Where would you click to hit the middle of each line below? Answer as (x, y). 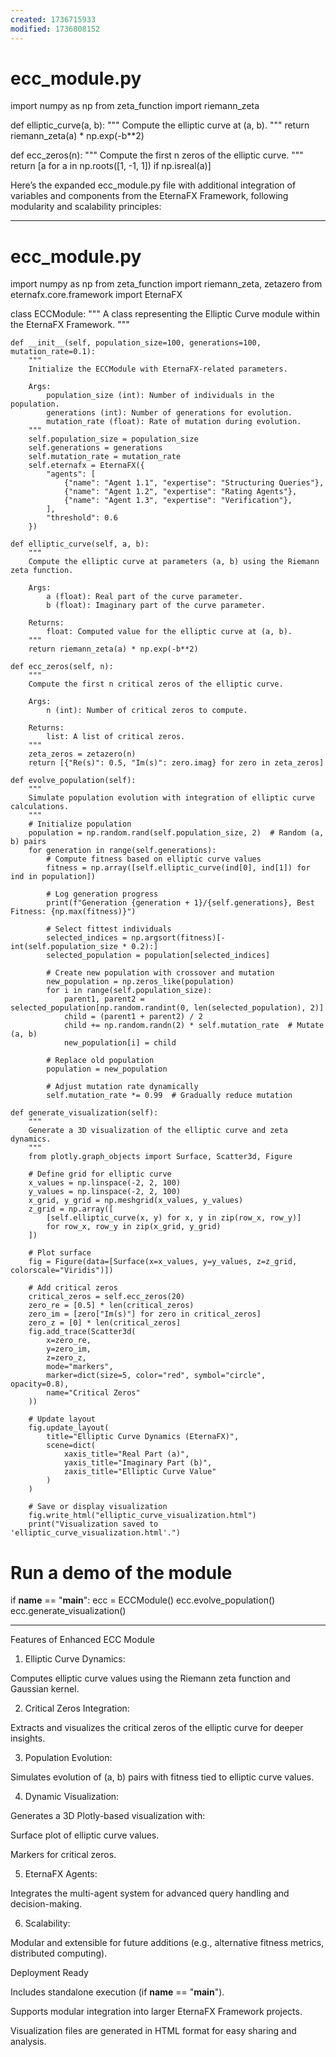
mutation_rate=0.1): (53, 352)
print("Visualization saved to (93, 1524)
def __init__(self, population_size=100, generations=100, (136, 343)
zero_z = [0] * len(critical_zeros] (105, 1323)
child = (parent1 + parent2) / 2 (133, 1017)
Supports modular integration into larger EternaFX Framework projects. (156, 2012)
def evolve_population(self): (73, 781)
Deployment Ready (49, 1973)
